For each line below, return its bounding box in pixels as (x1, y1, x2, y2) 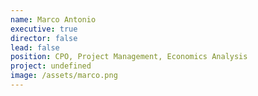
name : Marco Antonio (10, 14, 97, 25)
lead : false (10, 42, 60, 53)
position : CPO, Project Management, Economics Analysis (10, 52, 248, 62)
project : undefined (10, 61, 92, 71)
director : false (10, 33, 78, 43)
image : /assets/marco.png (10, 71, 118, 81)
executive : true (10, 24, 78, 34)
